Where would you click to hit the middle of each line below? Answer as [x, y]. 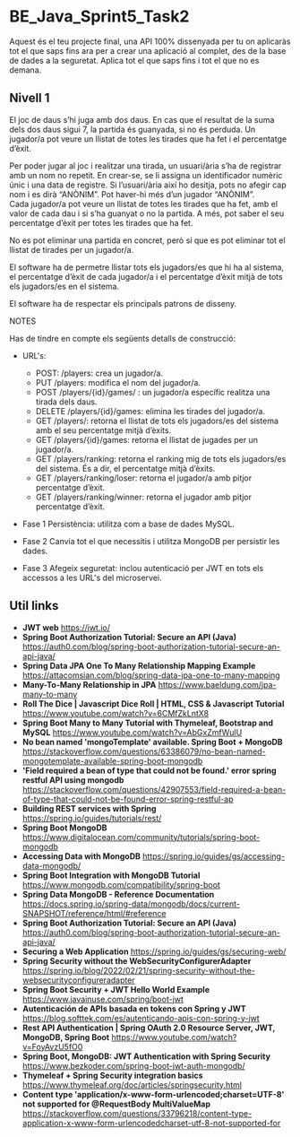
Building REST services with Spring [89, 808]
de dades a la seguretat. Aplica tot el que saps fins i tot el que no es [134, 60]
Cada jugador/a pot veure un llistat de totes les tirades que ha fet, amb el [144, 204]
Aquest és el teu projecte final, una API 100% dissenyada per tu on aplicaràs [150, 41]
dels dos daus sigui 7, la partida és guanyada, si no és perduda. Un [133, 129]
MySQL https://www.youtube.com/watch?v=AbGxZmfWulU [132, 732]
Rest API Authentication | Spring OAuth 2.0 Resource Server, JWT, [149, 1028]
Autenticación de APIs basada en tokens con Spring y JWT [134, 1008]
